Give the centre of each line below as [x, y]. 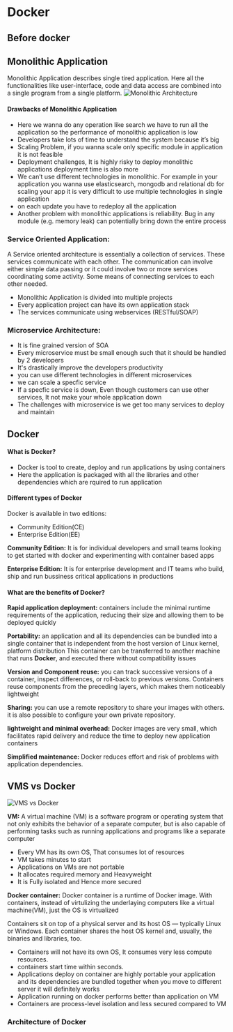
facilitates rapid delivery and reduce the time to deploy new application [109, 736]
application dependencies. [45, 764]
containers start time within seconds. [70, 967]
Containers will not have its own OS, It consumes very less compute [114, 952]
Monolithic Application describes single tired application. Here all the [106, 78]
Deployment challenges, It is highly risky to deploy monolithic [105, 162]
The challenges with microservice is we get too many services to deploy [121, 404]
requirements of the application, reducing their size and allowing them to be [116, 615]
